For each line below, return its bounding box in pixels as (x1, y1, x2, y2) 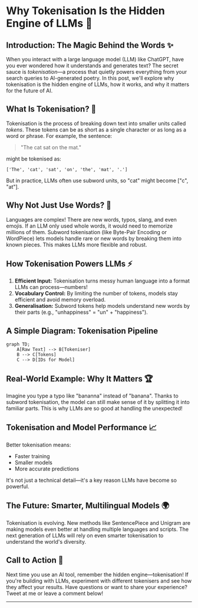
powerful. (6, 482, 29, 490)
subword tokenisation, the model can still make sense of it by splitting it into (6, 399, 190, 406)
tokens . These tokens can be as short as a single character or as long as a (6, 126, 187, 133)
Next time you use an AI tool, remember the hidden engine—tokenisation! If (6, 571, 189, 578)
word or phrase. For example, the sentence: (6, 132, 113, 139)
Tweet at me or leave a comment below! (6, 590, 104, 597)
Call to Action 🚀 (6, 556, 64, 566)
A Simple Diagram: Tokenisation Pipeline (6, 326, 159, 336)
